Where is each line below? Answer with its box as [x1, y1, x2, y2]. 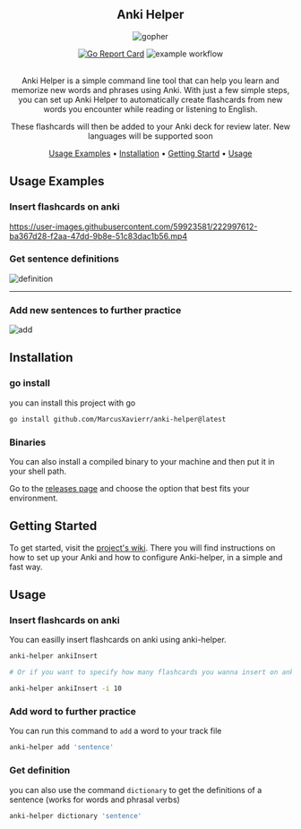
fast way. [9, 561, 43, 572]
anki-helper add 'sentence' [9, 743, 115, 752]
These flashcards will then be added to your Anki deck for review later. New [10, 121, 291, 132]
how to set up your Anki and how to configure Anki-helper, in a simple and [9, 551, 283, 562]
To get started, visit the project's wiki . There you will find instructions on [9, 542, 276, 553]
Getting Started [9, 518, 98, 534]
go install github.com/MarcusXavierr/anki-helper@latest [9, 414, 227, 423]
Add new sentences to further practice [9, 303, 182, 316]
